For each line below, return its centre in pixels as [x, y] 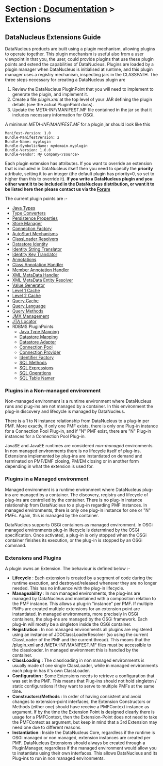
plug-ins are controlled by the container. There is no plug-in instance [74, 500]
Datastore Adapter [38, 342]
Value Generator [28, 285]
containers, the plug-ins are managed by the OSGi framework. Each [80, 619]
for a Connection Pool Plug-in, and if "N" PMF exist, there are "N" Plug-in [78, 431]
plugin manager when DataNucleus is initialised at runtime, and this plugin [79, 69]
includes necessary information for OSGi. [53, 115]
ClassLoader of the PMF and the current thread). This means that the [81, 639]
